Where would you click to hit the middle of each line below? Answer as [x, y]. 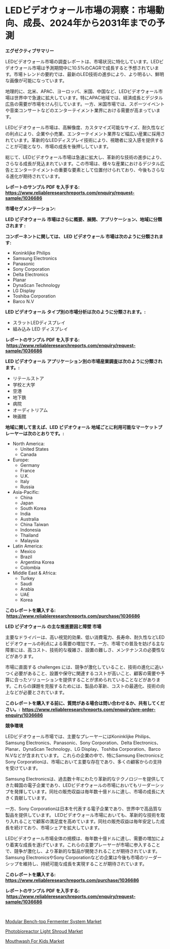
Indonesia [30, 530]
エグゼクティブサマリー [30, 51]
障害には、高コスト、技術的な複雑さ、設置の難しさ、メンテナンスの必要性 [83, 650]
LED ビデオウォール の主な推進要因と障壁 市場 [53, 626]
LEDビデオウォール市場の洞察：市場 [80, 10]
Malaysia [29, 540]
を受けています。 [23, 768]
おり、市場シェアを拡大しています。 [65, 827]
